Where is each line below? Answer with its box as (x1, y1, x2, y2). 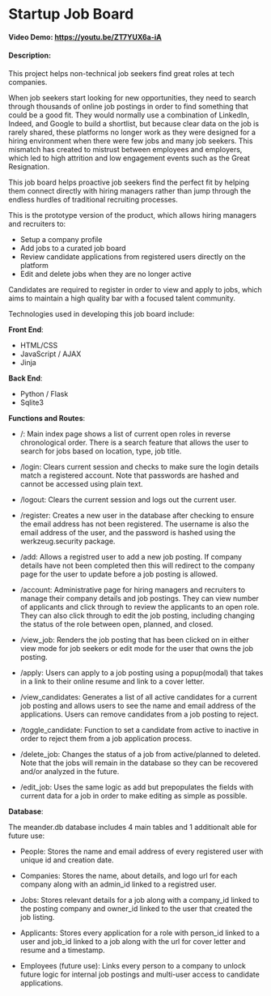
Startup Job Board (8, 5, 134, 23)
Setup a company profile (19, 234, 103, 244)
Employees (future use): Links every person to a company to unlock (19, 960, 247, 970)
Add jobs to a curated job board (19, 243, 127, 253)
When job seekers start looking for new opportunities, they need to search (8, 92, 256, 102)
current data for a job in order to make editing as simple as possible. (19, 790, 248, 800)
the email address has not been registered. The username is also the (19, 519, 249, 529)
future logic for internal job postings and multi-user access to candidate (19, 969, 260, 979)
